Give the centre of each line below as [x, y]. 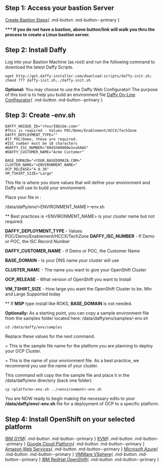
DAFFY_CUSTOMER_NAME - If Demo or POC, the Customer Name [73, 251]
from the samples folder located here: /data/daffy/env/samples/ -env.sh [77, 319]
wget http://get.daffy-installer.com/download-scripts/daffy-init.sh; [79, 76]
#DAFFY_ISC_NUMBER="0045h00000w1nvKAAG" [47, 148]
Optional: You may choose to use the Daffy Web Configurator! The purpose [82, 89]
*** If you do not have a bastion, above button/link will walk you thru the [80, 29]
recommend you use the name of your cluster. [52, 366]
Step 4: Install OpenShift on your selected [70, 419]
